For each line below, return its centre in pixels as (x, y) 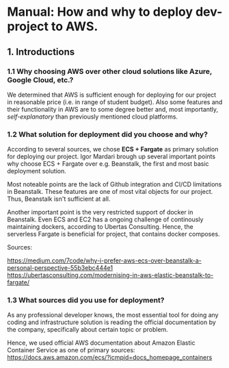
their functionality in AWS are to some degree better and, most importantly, (113, 109)
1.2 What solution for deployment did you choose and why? (108, 134)
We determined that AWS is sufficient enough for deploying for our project (112, 95)
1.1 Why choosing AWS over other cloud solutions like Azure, (110, 71)
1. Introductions (41, 52)
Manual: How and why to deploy (100, 12)
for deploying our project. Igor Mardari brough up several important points (111, 157)
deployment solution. (37, 171)
